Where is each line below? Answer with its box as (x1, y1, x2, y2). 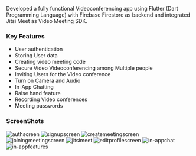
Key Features (6, 32, 45, 40)
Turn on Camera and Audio (14, 77, 81, 84)
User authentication (14, 45, 63, 53)
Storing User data (14, 52, 58, 59)
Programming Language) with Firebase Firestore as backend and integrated (6, 11, 190, 18)
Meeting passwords (14, 102, 63, 109)
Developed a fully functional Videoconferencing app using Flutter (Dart (6, 5, 178, 12)
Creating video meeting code (14, 58, 86, 66)
